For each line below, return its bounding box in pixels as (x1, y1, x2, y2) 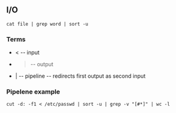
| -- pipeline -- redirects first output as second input (15, 72, 146, 80)
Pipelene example (6, 87, 60, 96)
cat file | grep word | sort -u (6, 21, 88, 27)
